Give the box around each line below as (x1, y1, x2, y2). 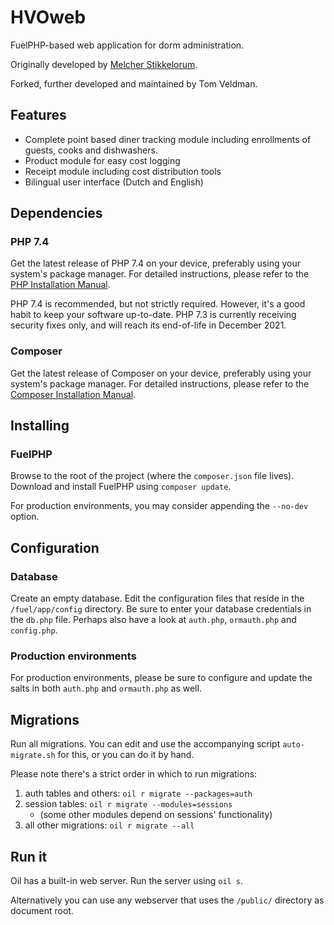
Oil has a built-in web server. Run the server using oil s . (10, 875, 244, 887)
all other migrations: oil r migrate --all (24, 819, 195, 831)
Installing (10, 417, 70, 435)
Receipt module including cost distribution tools (24, 165, 222, 177)
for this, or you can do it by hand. (57, 749, 195, 761)
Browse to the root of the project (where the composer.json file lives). (10, 470, 295, 482)
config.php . (10, 624, 58, 636)
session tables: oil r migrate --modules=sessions (24, 798, 233, 810)
